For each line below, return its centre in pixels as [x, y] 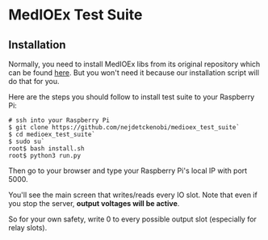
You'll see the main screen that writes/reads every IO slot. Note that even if [133, 195]
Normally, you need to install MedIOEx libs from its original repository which [134, 64]
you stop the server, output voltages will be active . [94, 203]
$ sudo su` [27, 141]
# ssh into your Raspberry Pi [59, 120]
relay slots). [28, 227]
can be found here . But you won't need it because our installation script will [134, 73]
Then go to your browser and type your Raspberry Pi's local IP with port [128, 171]
